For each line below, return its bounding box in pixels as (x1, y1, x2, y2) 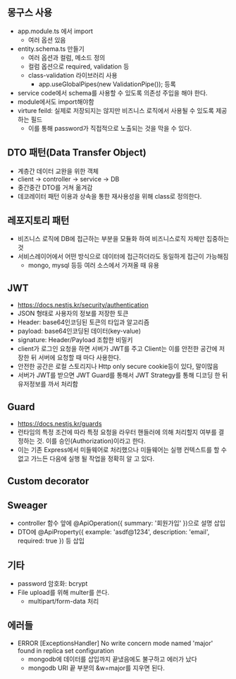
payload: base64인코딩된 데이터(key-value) (17, 327, 142, 336)
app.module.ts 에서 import (17, 27, 94, 35)
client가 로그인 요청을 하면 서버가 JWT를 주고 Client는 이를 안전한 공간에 (17, 345, 218, 353)
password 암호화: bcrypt (17, 579, 88, 588)
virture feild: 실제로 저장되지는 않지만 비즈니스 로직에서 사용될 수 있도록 (17, 106, 215, 114)
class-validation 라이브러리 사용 (27, 71, 118, 79)
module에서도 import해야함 (17, 98, 94, 106)
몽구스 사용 (7, 6, 53, 19)
